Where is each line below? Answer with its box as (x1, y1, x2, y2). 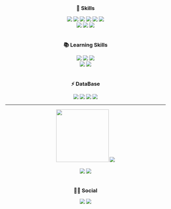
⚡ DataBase (71, 80, 100, 87)
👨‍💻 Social (73, 187, 98, 194)
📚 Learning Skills (63, 41, 108, 49)
